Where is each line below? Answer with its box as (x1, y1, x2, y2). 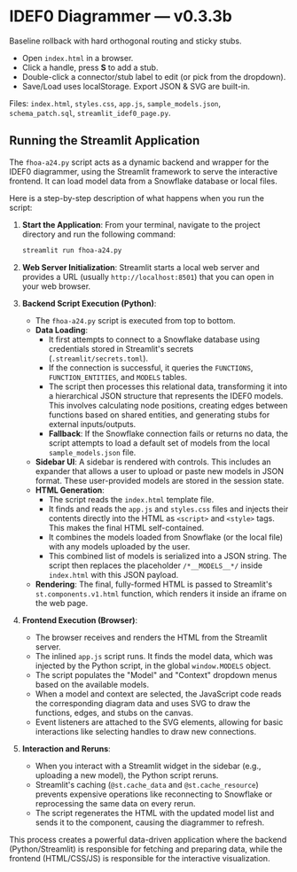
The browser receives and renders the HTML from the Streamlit (35, 632, 268, 642)
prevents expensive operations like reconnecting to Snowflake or (35, 789, 273, 799)
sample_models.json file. (48, 447, 137, 457)
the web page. (35, 597, 89, 608)
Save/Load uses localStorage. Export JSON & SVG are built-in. (21, 81, 251, 91)
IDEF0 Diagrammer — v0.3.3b (9, 6, 232, 27)
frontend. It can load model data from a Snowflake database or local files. (9, 175, 277, 186)
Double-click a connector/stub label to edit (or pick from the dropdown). (21, 71, 286, 82)
